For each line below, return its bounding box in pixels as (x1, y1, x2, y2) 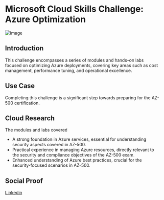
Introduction (5, 44, 44, 52)
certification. (14, 100, 40, 106)
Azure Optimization (5, 14, 86, 25)
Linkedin (5, 190, 23, 196)
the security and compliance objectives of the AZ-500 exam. (12, 152, 135, 158)
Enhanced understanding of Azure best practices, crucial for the (12, 157, 142, 163)
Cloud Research (5, 114, 55, 122)
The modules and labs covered (5, 127, 68, 133)
